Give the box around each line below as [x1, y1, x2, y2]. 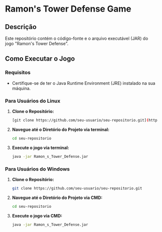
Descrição [5, 23, 37, 31]
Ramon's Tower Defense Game [5, 3, 132, 15]
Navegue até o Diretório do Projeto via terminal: [12, 126, 110, 132]
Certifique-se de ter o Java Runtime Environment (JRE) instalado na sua [12, 80, 156, 86]
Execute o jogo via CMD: [12, 213, 62, 218]
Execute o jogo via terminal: [12, 144, 69, 151]
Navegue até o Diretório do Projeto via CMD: [12, 195, 103, 201]
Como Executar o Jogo [5, 55, 75, 63]
